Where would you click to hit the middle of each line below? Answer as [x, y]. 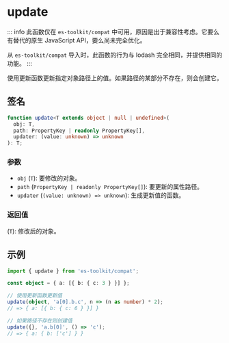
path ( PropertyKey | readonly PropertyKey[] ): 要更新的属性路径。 [110, 187]
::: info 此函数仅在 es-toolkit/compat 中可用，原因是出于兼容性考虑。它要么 [113, 31]
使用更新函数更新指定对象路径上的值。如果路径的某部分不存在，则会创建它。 [115, 78]
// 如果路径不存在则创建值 [40, 320]
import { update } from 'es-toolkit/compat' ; [73, 271]
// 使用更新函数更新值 [35, 296]
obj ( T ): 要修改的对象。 [49, 178]
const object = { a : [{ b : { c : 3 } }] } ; [68, 283]
